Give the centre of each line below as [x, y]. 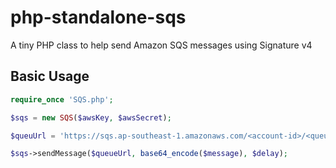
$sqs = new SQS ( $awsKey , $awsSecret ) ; [91, 117]
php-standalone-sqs [98, 17]
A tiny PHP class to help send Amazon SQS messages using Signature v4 [161, 45]
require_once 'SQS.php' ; [62, 99]
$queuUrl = [33, 136]
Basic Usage [50, 76]
